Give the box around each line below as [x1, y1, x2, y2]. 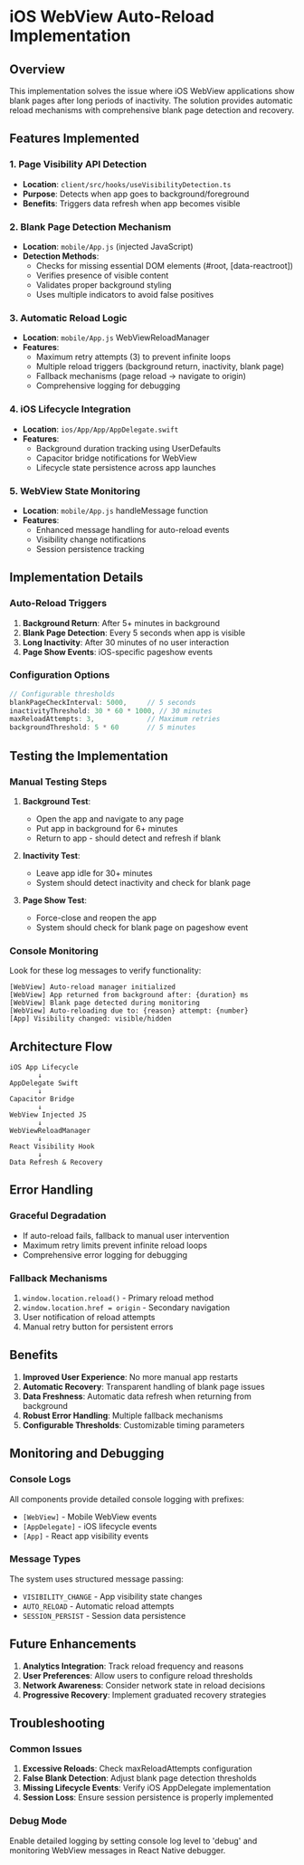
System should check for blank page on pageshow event [35, 921, 249, 933]
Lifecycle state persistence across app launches [35, 461, 216, 472]
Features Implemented [9, 131, 140, 147]
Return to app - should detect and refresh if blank [35, 833, 222, 843]
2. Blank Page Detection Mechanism [9, 220, 172, 233]
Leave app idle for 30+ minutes [35, 867, 153, 879]
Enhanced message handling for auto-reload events [35, 524, 230, 535]
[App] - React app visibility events [22, 1530, 149, 1541]
